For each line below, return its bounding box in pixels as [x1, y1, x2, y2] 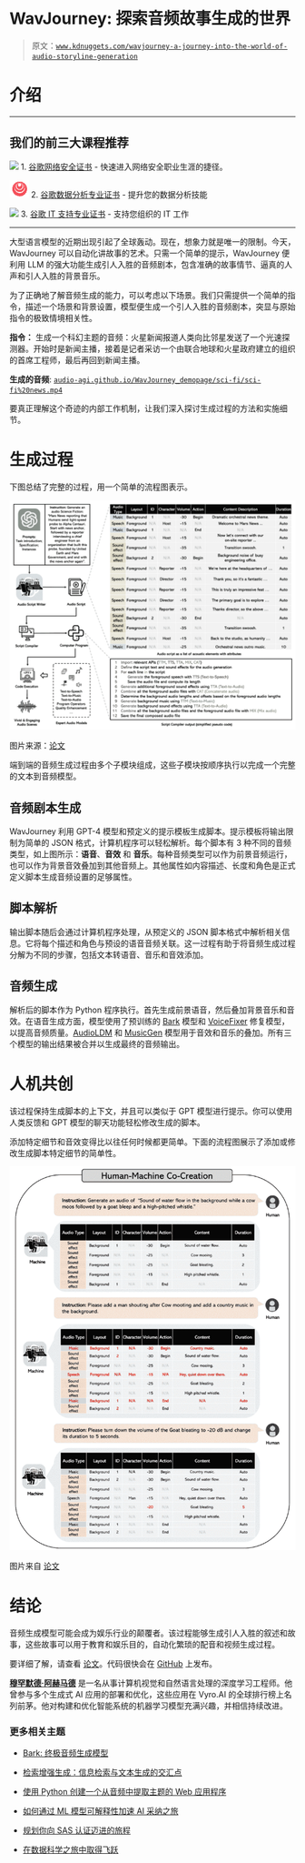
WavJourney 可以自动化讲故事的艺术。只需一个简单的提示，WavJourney [9, 247, 280, 258]
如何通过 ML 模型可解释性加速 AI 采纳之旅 [22, 1806, 179, 1817]
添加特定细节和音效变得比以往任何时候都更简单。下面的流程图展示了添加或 [9, 1136, 288, 1147]
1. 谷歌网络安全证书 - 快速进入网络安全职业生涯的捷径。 [20, 161, 228, 172]
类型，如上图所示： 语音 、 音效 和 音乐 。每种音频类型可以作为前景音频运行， [9, 849, 292, 860]
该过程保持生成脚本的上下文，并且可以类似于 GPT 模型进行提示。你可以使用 [9, 1105, 293, 1116]
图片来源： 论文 [9, 740, 65, 751]
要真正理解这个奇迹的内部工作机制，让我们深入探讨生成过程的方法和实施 [9, 402, 280, 414]
